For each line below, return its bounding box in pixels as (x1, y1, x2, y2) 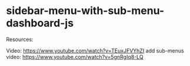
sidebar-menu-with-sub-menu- (6, 4, 165, 18)
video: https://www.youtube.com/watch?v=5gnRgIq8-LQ (6, 53, 144, 60)
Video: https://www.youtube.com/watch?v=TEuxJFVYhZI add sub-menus (6, 47, 184, 54)
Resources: (6, 36, 34, 43)
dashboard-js (6, 16, 74, 30)
